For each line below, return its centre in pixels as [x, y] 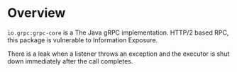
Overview [37, 13]
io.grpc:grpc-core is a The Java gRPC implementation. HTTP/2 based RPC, [118, 32]
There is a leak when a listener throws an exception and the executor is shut [118, 54]
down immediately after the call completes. [70, 61]
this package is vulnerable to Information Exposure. [83, 40]
